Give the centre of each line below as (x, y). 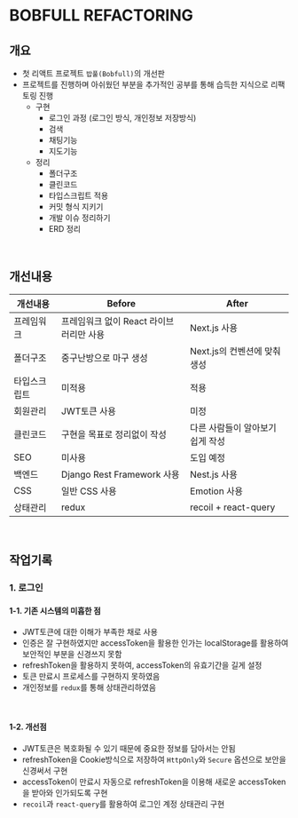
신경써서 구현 (45, 770)
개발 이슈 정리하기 (79, 218)
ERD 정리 (65, 229)
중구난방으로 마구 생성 (104, 358)
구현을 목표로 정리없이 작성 (114, 434)
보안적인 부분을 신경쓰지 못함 (72, 655)
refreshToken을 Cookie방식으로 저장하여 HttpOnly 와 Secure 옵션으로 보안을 (154, 759)
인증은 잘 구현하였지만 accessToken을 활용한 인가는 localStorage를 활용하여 (155, 643)
